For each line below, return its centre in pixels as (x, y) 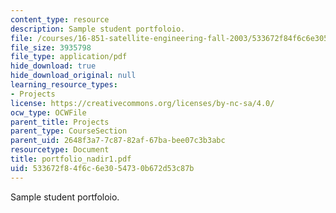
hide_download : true (53, 66)
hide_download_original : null (73, 76)
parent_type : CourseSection (69, 131)
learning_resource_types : (64, 85)
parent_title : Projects (60, 122)
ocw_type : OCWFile (48, 112)
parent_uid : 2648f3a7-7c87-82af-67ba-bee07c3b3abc (118, 141)
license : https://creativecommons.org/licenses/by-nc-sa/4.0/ (142, 103)
